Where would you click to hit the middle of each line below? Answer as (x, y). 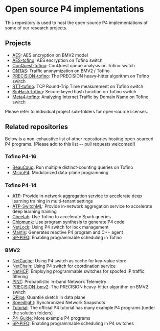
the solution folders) (32, 313)
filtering (20, 277)
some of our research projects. (36, 27)
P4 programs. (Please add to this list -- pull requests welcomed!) (70, 144)
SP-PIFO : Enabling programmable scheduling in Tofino (67, 238)
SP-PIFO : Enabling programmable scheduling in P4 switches (73, 323)
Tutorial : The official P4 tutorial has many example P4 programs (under (84, 308)
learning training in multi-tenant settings (52, 201)
